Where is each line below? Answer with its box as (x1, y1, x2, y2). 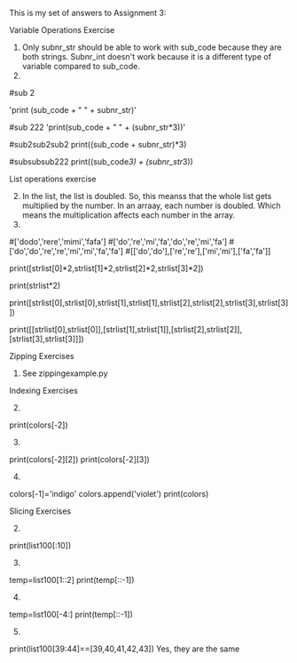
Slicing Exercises (9, 506, 72, 516)
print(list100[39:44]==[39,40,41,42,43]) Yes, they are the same (9, 643, 240, 654)
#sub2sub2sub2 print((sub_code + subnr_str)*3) (9, 140, 187, 149)
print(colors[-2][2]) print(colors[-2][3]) (9, 454, 151, 465)
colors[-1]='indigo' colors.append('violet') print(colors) (9, 489, 209, 499)
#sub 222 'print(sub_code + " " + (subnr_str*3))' (9, 122, 186, 132)
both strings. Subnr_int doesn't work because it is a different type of (21, 52, 272, 61)
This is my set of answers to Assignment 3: (9, 8, 167, 18)
